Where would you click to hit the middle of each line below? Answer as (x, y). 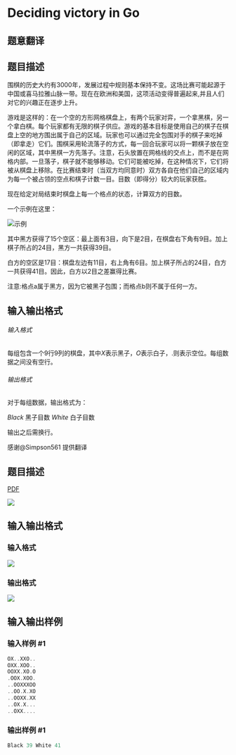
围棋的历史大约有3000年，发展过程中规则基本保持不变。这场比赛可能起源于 (117, 85)
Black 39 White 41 (34, 745)
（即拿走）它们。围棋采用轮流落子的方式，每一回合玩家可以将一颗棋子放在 (115, 144)
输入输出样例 (35, 622)
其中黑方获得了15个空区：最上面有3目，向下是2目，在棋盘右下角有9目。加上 (118, 239)
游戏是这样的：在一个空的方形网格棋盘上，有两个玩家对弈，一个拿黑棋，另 (115, 118)
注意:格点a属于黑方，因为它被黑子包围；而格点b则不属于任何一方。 (104, 286)
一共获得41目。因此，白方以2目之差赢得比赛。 (74, 272)
